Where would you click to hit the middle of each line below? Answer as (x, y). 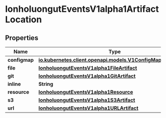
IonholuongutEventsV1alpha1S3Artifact (87, 100)
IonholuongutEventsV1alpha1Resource (86, 92)
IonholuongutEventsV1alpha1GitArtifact (87, 76)
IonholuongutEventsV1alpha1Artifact (82, 9)
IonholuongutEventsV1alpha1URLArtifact (89, 108)
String (46, 84)
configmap (21, 60)
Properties (22, 38)
